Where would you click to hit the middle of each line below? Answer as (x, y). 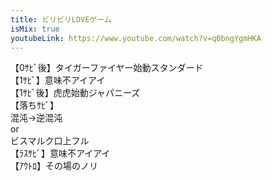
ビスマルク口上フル (50, 141)
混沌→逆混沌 (36, 118)
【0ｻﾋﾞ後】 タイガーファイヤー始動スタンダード (107, 68)
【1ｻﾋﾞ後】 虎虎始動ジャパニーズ (75, 93)
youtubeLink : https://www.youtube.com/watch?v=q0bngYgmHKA (136, 38)
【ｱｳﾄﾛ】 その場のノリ (54, 166)
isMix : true (35, 29)
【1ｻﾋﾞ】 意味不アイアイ (58, 80)
